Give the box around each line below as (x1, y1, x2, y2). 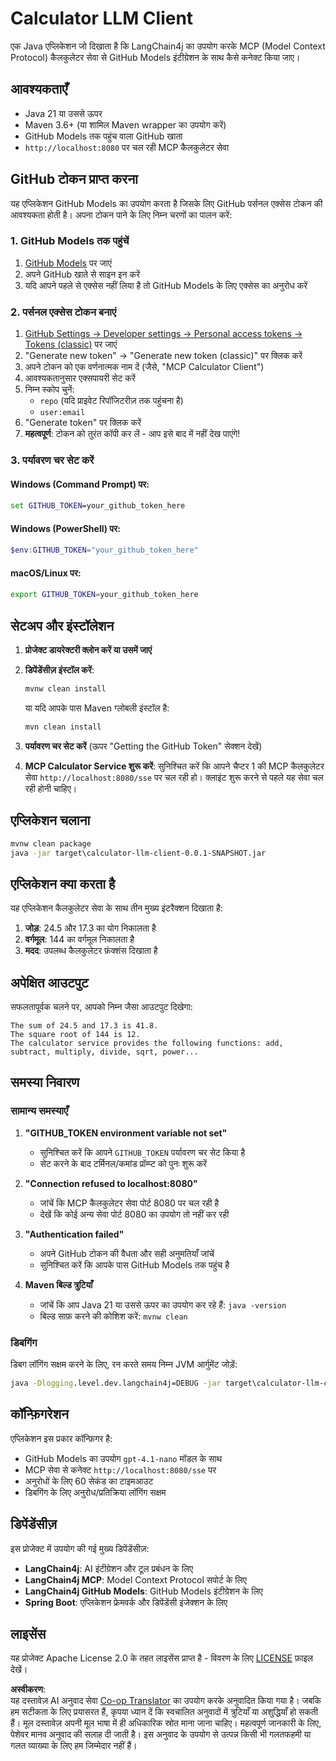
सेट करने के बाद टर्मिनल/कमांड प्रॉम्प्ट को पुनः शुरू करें (39, 1157, 208, 1169)
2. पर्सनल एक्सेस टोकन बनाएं (10, 305, 117, 319)
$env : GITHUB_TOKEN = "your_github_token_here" (10, 545, 199, 556)
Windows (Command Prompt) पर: (10, 478, 150, 490)
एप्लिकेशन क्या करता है (10, 875, 116, 892)
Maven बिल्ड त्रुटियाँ (24, 1278, 93, 1291)
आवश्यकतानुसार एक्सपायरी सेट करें (24, 372, 136, 384)
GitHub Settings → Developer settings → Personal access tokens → (24, 328, 303, 340)
